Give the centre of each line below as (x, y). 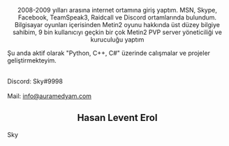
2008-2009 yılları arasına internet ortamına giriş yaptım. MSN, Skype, (117, 10)
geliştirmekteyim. (32, 60)
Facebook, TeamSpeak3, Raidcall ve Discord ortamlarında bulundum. (117, 17)
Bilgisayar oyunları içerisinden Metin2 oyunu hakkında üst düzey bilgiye (117, 25)
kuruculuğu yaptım (117, 40)
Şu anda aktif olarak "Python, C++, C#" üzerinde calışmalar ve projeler (109, 53)
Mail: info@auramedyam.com (50, 96)
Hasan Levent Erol (117, 118)
